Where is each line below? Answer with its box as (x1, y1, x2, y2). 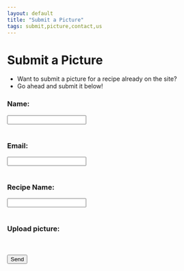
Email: (7, 141, 29, 151)
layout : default (7, 10, 53, 17)
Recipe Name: (7, 182, 55, 192)
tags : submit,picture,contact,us (7, 23, 103, 29)
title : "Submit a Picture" (7, 16, 84, 23)
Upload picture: (7, 224, 60, 233)
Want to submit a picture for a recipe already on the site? (16, 75, 177, 83)
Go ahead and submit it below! (16, 82, 104, 90)
